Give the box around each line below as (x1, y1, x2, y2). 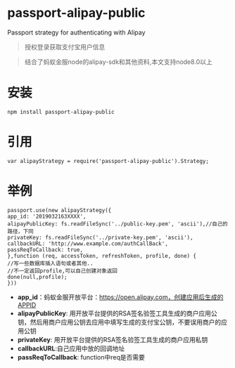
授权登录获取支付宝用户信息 (24, 42, 106, 51)
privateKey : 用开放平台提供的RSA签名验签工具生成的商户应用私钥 (17, 335, 208, 343)
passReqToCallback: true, (7, 246, 83, 254)
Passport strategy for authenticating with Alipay (7, 28, 146, 37)
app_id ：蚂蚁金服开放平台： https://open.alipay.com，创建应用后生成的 (17, 293, 224, 301)
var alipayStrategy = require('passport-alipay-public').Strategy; (7, 157, 210, 164)
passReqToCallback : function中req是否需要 (17, 353, 146, 361)
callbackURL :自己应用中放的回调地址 (17, 344, 125, 353)
